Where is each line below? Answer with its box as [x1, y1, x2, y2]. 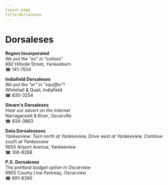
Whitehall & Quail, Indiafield [5, 87, 63, 93]
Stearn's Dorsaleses [5, 102, 49, 108]
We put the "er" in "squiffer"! [5, 82, 65, 88]
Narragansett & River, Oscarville [5, 113, 72, 119]
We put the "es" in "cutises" [5, 56, 64, 62]
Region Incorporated [5, 50, 49, 56]
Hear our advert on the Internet [5, 107, 71, 113]
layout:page [5, 7, 30, 13]
